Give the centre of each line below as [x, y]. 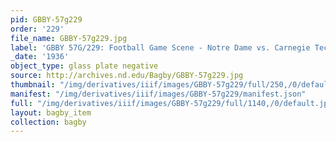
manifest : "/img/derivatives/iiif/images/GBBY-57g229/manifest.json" [158, 94]
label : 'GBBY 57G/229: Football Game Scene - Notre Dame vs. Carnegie [160, 47]
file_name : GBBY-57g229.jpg [69, 38]
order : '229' [37, 29]
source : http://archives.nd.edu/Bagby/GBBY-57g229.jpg [127, 76]
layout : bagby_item [51, 112]
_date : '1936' [40, 57]
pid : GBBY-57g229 [46, 19]
